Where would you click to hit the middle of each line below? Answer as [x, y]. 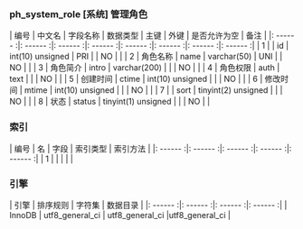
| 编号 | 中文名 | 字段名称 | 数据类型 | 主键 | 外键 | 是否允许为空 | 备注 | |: [142, 36]
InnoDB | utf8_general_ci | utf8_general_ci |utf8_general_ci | [120, 215]
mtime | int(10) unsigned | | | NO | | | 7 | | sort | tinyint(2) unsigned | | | [153, 90]
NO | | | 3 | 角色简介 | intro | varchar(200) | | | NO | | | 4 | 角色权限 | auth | [145, 68]
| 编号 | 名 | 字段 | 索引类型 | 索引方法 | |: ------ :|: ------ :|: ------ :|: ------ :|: [151, 148]
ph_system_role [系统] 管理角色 [79, 14]
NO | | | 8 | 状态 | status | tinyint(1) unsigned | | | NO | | [110, 102]
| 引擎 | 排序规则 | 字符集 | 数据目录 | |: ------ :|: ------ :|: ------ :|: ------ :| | [148, 205]
